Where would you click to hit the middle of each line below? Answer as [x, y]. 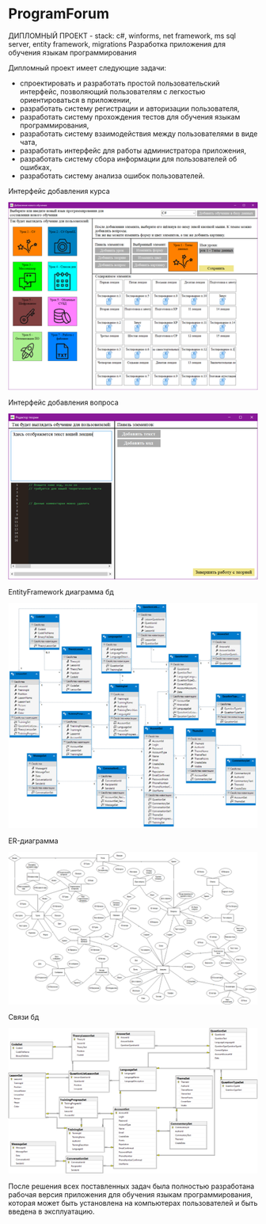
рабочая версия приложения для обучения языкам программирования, [131, 1195]
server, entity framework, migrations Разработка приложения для [117, 44]
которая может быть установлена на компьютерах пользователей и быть [133, 1203]
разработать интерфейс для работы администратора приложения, [133, 150]
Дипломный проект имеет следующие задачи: [87, 67]
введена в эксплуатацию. [51, 1211]
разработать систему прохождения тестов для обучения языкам [130, 116]
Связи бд [24, 1017]
